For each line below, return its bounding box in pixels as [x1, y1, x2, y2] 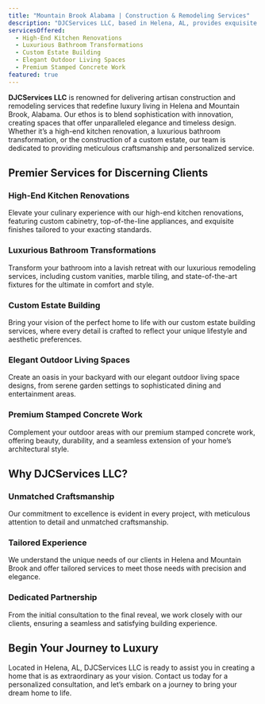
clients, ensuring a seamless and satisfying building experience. [8, 618, 218, 628]
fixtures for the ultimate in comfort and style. [8, 280, 155, 289]
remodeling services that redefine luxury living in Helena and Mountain [8, 101, 240, 110]
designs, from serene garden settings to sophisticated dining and [8, 381, 221, 390]
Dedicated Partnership [8, 592, 98, 603]
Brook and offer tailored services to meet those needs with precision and [8, 563, 247, 573]
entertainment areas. [8, 389, 77, 399]
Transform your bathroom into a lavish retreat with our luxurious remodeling [8, 263, 256, 273]
